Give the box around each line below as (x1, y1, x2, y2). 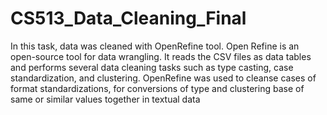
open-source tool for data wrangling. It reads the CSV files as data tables (10, 50, 312, 62)
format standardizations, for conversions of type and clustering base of (10, 82, 305, 94)
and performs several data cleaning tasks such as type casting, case (10, 61, 294, 73)
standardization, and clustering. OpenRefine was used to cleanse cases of (10, 72, 317, 84)
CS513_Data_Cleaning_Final (10, 7, 247, 30)
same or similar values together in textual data (10, 93, 201, 105)
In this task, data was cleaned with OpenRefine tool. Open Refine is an (10, 40, 300, 52)
